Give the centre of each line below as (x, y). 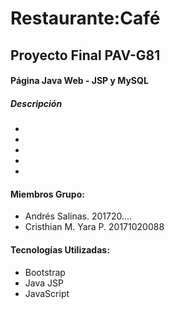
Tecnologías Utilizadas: (60, 249)
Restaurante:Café (85, 18)
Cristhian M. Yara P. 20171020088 (94, 227)
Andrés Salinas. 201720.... (78, 216)
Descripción (36, 103)
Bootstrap (45, 272)
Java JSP (44, 283)
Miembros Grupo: (47, 194)
